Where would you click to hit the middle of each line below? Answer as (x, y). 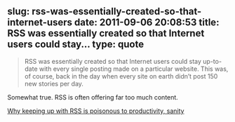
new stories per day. (54, 83)
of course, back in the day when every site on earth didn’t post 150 (121, 76)
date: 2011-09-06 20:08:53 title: (147, 23)
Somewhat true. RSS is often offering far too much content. (93, 97)
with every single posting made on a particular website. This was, (134, 69)
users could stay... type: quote (76, 45)
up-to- (213, 61)
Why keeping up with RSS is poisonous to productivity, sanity (96, 111)
